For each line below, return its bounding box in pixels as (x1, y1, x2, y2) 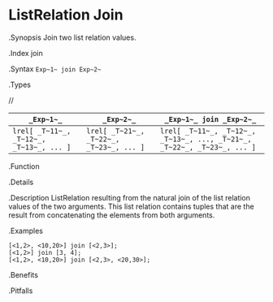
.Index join (8, 48, 43, 58)
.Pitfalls (8, 286, 33, 296)
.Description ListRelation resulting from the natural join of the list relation (8, 192, 250, 202)
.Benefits (8, 270, 39, 279)
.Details (8, 177, 34, 187)
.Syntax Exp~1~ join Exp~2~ (8, 63, 102, 74)
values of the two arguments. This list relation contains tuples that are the (8, 201, 254, 211)
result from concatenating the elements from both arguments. (8, 209, 215, 220)
